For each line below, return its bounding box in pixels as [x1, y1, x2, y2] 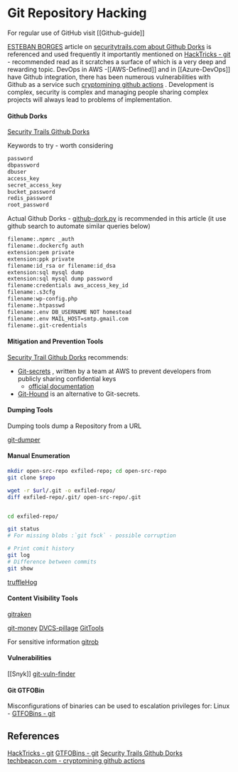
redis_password [7, 194, 53, 202]
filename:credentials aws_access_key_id [7, 282, 129, 289]
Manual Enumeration [7, 452, 70, 460]
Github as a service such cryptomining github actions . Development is [7, 80, 215, 88]
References [7, 730, 60, 742]
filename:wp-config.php [7, 296, 78, 303]
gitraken [7, 610, 32, 618]
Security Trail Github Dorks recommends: [7, 353, 129, 361]
